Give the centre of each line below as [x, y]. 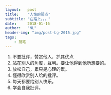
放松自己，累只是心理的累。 [41, 69]
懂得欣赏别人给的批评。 [36, 75]
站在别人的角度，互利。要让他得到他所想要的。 [60, 63]
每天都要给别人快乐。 [34, 81]
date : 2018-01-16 [28, 24]
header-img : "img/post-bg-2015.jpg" [43, 33]
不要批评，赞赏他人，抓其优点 [43, 56]
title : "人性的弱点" [28, 14]
